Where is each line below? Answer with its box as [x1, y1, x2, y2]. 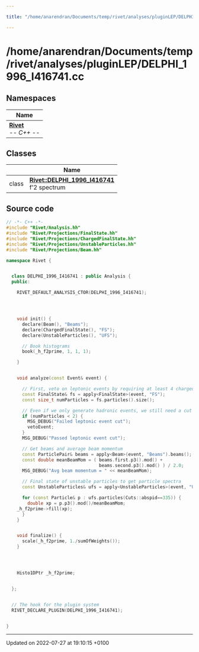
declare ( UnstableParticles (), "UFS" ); [21, 333, 118, 338]
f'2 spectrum [29, 183, 66, 191]
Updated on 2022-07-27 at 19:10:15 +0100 [6, 640, 110, 647]
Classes [6, 149, 37, 159]
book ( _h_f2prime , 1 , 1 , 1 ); [21, 349, 92, 354]
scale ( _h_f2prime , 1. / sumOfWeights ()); [21, 538, 120, 544]
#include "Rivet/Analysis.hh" [6, 225, 81, 231]
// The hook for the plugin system [11, 602, 99, 608]
